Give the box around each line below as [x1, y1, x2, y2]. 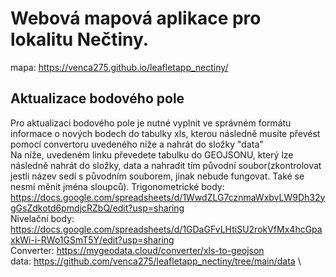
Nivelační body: [10, 212, 75, 224]
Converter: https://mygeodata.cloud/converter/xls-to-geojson [10, 244, 265, 256]
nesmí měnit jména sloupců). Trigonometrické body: [10, 180, 225, 192]
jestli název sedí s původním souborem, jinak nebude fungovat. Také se [10, 170, 305, 182]
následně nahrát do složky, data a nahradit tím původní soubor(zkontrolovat [10, 159, 322, 171]
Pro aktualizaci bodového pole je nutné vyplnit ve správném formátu [10, 117, 292, 129]
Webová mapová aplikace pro [10, 7, 262, 30]
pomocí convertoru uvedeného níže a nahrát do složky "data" [10, 138, 264, 150]
